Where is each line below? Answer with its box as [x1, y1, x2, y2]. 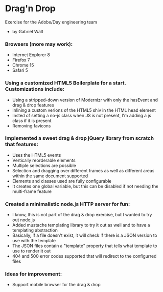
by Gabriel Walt [12, 28, 44, 34]
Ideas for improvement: [5, 271, 62, 277]
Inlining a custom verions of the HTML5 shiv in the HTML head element [12, 107, 156, 113]
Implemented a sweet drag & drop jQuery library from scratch [5, 135, 154, 142]
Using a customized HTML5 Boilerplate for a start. [5, 80, 126, 86]
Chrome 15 [12, 62, 34, 68]
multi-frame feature [12, 188, 52, 194]
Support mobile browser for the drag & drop [12, 282, 101, 288]
